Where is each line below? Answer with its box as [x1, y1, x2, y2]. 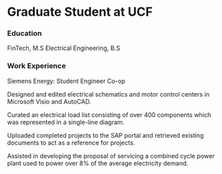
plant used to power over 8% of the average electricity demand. [7, 159, 189, 167]
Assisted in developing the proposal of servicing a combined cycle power [7, 151, 215, 160]
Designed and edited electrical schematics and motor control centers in [7, 90, 210, 98]
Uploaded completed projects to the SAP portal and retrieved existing [7, 131, 204, 139]
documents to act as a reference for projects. [7, 138, 135, 147]
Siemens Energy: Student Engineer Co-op [7, 77, 126, 85]
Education [7, 29, 43, 38]
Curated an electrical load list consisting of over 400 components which [7, 110, 212, 119]
